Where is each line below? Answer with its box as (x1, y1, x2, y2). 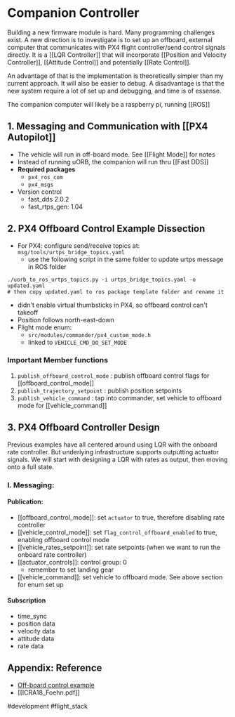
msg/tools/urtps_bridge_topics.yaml (17, 249, 125, 256)
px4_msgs (27, 181, 54, 188)
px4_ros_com (27, 173, 63, 180)
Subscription (7, 596, 46, 605)
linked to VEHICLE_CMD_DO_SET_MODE (27, 338, 128, 346)
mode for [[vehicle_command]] (17, 401, 107, 409)
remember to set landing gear (27, 565, 114, 574)
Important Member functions (7, 355, 109, 365)
